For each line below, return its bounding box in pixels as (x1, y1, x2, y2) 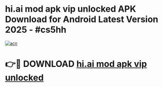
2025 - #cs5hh (5, 24, 67, 35)
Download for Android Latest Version (5, 14, 159, 25)
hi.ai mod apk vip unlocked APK (5, 3, 137, 15)
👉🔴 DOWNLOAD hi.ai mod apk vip (5, 59, 147, 69)
